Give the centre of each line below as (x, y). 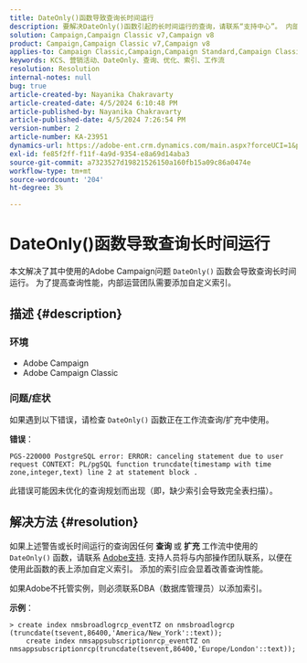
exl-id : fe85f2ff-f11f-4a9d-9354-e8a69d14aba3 (100, 154)
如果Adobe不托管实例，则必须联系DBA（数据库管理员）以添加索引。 (138, 588)
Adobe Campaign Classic (70, 372)
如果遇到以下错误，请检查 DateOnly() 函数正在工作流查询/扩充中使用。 (142, 420)
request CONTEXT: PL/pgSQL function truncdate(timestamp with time (141, 465)
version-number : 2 (44, 129)
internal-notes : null (51, 78)
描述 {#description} (66, 314)
